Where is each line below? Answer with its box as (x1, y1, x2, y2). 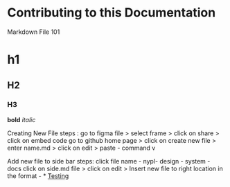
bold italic (7, 115, 36, 124)
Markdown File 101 (7, 28, 60, 36)
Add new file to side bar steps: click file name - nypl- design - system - (7, 157, 211, 165)
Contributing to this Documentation (7, 5, 216, 21)
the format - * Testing (7, 171, 69, 180)
